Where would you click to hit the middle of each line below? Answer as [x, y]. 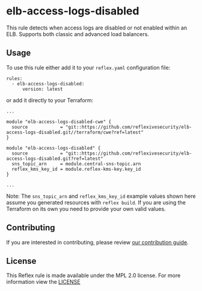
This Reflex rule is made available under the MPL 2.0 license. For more [93, 275]
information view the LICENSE [43, 282]
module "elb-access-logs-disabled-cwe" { [59, 121]
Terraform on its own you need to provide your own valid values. [86, 209]
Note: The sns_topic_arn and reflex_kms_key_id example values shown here [101, 196]
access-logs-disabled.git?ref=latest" [55, 158]
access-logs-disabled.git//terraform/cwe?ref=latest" [75, 132]
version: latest [42, 89]
